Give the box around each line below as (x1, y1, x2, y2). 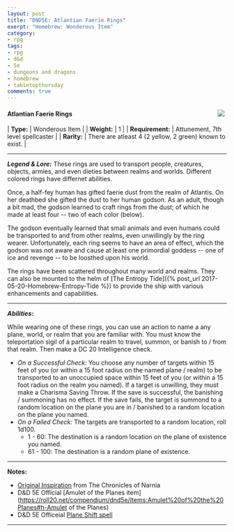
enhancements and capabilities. (7, 289, 99, 298)
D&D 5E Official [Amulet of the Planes (17, 489, 125, 497)
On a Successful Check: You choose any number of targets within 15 (17, 358, 214, 367)
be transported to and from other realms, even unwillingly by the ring (7, 231, 205, 240)
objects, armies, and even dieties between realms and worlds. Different (7, 167, 212, 176)
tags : (7, 43, 23, 50)
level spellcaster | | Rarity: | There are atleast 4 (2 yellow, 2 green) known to (7, 132, 226, 141)
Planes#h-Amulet (17, 503, 68, 512)
